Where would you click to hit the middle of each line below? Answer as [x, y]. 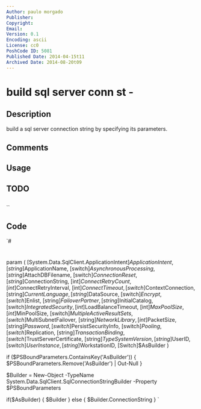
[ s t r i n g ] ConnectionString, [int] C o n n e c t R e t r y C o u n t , [69, 281]
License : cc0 [23, 46]
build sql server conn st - [70, 92]
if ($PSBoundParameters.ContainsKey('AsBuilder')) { [71, 357]
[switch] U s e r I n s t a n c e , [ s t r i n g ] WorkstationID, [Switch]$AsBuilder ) [88, 345]
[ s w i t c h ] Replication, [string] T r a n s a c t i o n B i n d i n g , [66, 333]
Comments [27, 147]
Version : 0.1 [23, 34]
